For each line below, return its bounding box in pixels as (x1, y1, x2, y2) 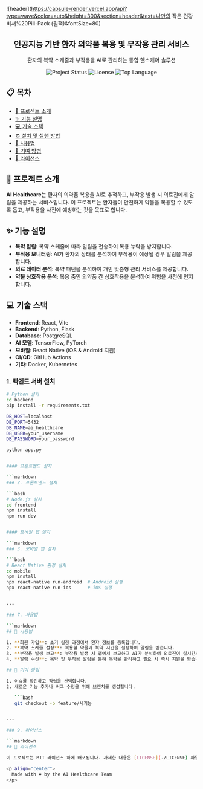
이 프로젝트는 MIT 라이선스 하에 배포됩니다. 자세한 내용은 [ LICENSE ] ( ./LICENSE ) (6, 755, 188, 761)
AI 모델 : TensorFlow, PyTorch (14, 339, 88, 346)
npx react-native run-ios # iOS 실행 (6, 585, 112, 591)
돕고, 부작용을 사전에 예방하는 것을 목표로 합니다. (12, 206, 127, 213)
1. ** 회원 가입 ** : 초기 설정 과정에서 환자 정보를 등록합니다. (6, 639, 141, 646)
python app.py (6, 447, 42, 453)
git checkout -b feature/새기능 (14, 700, 92, 706)
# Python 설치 (6, 391, 39, 398)
